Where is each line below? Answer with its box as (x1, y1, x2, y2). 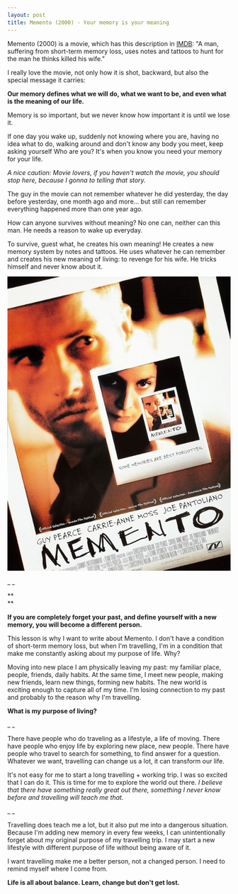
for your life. (7, 155, 43, 163)
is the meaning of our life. (7, 96, 84, 106)
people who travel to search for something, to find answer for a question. (7, 749, 221, 758)
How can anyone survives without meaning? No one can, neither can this (7, 218, 221, 227)
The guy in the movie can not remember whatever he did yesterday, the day (7, 189, 229, 198)
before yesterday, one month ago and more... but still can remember (7, 197, 207, 206)
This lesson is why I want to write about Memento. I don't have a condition (7, 634, 225, 642)
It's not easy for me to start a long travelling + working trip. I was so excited (7, 770, 228, 779)
